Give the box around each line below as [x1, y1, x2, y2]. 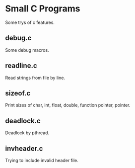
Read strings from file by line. [5, 75, 66, 81]
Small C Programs [5, 3, 80, 14]
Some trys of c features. [5, 19, 55, 25]
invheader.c [5, 144, 43, 153]
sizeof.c [5, 89, 31, 97]
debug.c [5, 34, 32, 42]
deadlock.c [5, 116, 41, 125]
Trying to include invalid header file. [5, 158, 78, 163]
